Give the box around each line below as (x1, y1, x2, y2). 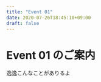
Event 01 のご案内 (6, 48, 96, 62)
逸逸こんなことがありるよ (6, 69, 71, 77)
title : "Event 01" (6, 9, 53, 15)
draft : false (6, 20, 40, 26)
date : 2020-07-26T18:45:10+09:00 (6, 15, 91, 21)
